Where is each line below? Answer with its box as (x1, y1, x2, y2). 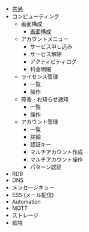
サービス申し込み (29, 43, 73, 50)
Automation (11, 198, 41, 205)
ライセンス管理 (20, 73, 58, 80)
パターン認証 (29, 163, 62, 171)
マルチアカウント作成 (29, 148, 83, 155)
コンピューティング (11, 13, 60, 20)
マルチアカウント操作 (29, 156, 83, 163)
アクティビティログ (29, 58, 77, 65)
